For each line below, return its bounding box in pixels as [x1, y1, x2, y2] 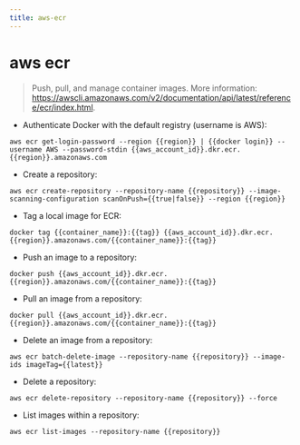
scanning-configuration [9, 194, 100, 203]
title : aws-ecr [9, 13, 67, 23]
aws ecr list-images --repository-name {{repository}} [9, 427, 221, 436]
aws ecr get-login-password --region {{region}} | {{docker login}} [9, 137, 274, 146]
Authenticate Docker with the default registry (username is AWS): [22, 119, 267, 130]
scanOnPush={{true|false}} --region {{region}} [102, 194, 285, 203]
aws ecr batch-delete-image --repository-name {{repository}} [9, 351, 249, 361]
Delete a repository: [22, 376, 97, 387]
